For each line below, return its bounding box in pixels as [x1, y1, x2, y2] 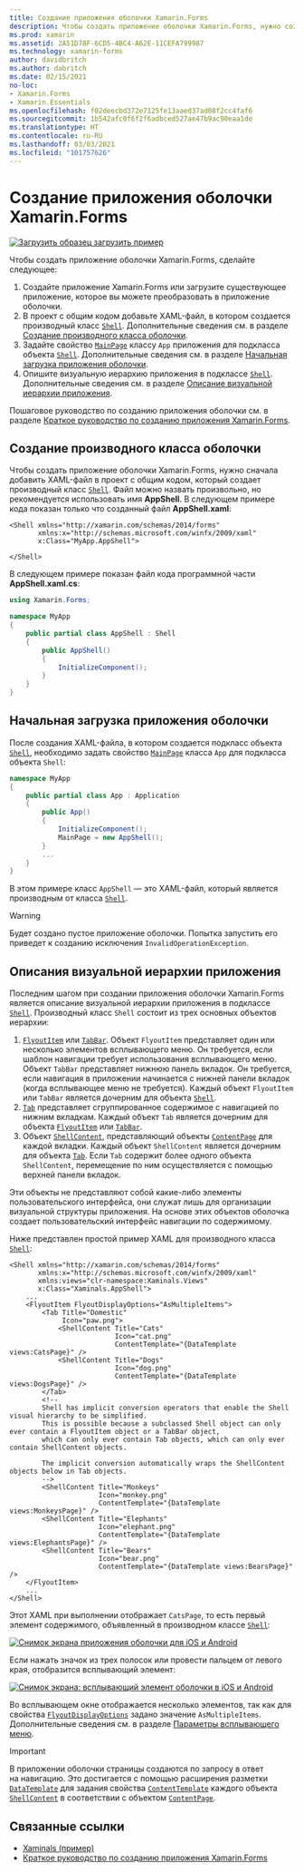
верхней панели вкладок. [22, 1169, 121, 1180]
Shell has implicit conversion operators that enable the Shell [42, 1403, 290, 1413]
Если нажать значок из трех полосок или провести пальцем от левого [9, 1654, 282, 1665]
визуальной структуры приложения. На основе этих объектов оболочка [9, 1206, 290, 1217]
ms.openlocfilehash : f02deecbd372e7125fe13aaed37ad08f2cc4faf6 [9, 106, 253, 115]
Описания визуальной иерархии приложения [9, 963, 281, 980]
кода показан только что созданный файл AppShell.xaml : [9, 503, 233, 514]
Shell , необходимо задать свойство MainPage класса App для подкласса [9, 746, 287, 757]
